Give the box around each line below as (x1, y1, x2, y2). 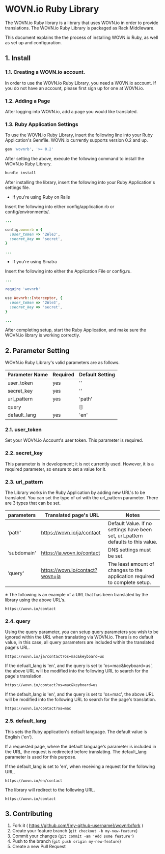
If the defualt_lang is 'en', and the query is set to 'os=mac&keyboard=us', (5, 663, 153, 669)
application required (108, 573, 155, 580)
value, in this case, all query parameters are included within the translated (5, 640, 155, 645)
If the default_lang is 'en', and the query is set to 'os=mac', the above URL (5, 691, 154, 697)
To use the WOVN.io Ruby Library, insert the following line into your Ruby (5, 132, 153, 138)
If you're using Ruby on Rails (12, 194, 70, 200)
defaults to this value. (108, 539, 158, 546)
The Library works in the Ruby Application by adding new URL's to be (5, 489, 145, 495)
